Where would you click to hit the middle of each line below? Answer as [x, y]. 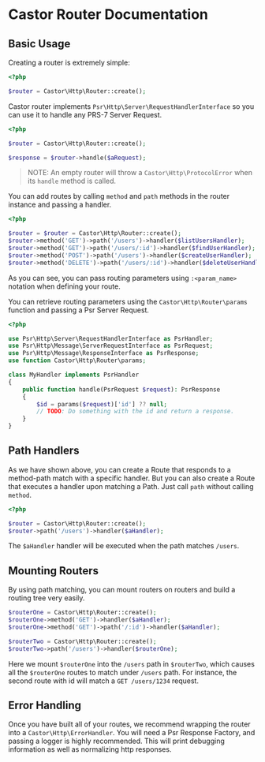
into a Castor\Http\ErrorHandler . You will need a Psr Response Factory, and [132, 733]
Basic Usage [39, 44]
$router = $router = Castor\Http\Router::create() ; [95, 233]
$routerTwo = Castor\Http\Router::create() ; [82, 641]
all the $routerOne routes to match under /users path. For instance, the [123, 672]
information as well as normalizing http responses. [90, 749]
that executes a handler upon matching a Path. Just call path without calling [131, 486]
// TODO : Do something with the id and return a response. [136, 412]
